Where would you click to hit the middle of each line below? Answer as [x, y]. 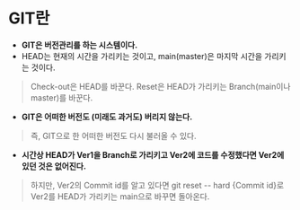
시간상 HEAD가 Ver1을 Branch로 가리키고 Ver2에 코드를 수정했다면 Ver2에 [153, 154]
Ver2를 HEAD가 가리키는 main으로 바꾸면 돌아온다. [120, 196]
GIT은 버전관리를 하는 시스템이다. [79, 45]
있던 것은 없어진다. [54, 166]
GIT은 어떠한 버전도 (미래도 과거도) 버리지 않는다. [107, 117]
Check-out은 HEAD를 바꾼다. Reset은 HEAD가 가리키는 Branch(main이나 [160, 86]
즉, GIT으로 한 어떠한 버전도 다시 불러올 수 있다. [113, 136]
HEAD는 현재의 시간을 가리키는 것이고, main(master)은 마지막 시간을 [141, 56]
